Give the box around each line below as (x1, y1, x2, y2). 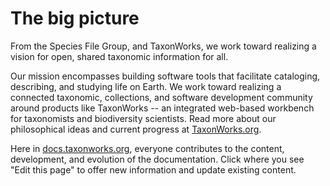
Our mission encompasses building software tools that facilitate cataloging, (10, 70, 321, 82)
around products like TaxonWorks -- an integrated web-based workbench (10, 102, 315, 114)
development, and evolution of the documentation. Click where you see (10, 153, 305, 165)
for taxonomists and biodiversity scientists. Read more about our (10, 112, 277, 124)
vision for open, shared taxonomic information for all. (10, 50, 229, 62)
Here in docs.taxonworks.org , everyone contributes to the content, (10, 142, 285, 154)
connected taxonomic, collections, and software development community (10, 91, 313, 103)
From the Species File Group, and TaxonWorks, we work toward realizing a (10, 40, 317, 52)
